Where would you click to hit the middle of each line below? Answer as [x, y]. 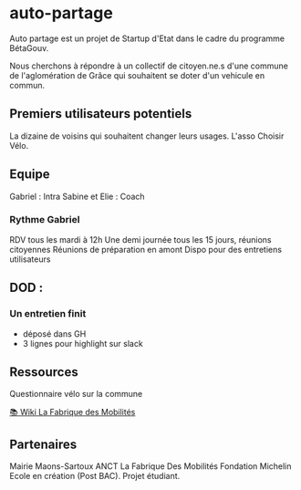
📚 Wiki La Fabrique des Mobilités [73, 412]
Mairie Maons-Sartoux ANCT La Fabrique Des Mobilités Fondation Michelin [150, 466]
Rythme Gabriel [45, 220]
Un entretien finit [48, 314]
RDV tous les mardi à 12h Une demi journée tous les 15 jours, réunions [140, 239]
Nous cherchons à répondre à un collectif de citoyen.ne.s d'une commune [149, 66]
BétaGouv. [29, 47]
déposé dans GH [54, 334]
